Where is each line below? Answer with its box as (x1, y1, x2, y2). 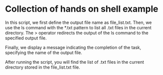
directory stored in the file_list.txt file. (5, 64, 80, 70)
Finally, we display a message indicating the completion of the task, (5, 44, 141, 50)
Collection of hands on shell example (5, 3, 159, 15)
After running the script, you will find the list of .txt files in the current (5, 59, 144, 65)
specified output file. (5, 35, 47, 41)
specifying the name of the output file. (5, 50, 82, 56)
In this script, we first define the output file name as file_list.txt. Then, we (5, 19, 152, 25)
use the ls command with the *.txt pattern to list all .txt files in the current (5, 24, 152, 30)
